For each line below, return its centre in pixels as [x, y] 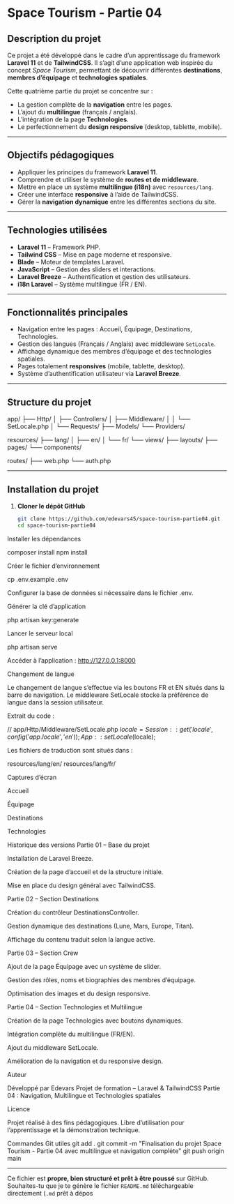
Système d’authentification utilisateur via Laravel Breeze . [99, 374]
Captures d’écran [32, 777]
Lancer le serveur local [40, 633]
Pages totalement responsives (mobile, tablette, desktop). [101, 366]
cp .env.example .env [38, 579]
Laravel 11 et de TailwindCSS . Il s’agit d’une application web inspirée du [110, 63]
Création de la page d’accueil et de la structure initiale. [85, 872]
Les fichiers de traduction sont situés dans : [70, 750]
